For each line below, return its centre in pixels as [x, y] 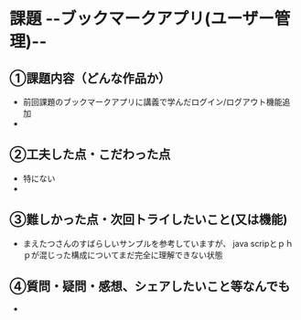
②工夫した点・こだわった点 [90, 155]
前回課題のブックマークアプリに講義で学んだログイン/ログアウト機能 [152, 102]
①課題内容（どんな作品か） [90, 78]
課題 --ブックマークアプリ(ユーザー [142, 19]
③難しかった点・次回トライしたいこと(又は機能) [149, 220]
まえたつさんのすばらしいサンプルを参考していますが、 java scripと [150, 243]
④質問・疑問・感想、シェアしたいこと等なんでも [150, 287]
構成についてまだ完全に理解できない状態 [147, 255]
